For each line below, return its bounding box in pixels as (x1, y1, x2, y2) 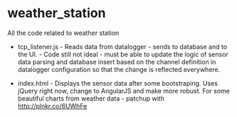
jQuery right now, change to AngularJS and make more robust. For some (17, 86, 230, 95)
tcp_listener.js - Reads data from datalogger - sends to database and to (17, 42, 228, 51)
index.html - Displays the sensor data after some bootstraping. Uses (17, 78, 218, 87)
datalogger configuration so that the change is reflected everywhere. (17, 65, 221, 73)
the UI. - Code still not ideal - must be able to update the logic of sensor (17, 50, 229, 58)
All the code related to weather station (7, 29, 120, 37)
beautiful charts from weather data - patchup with (17, 94, 165, 103)
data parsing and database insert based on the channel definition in (17, 57, 216, 66)
